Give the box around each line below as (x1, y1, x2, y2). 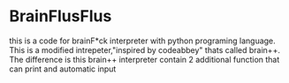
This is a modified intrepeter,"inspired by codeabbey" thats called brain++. (9, 44, 281, 55)
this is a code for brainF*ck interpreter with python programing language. (9, 35, 276, 46)
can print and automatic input (9, 64, 117, 74)
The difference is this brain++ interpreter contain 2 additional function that (9, 54, 280, 64)
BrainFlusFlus (9, 6, 112, 26)
